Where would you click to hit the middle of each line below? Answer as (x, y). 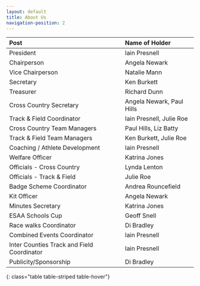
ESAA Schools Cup (36, 216)
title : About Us (26, 17)
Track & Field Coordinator (45, 119)
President (23, 53)
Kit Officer (24, 196)
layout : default (26, 12)
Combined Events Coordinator (51, 235)
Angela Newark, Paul (154, 102)
